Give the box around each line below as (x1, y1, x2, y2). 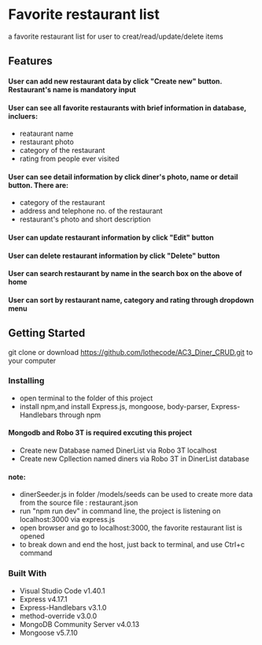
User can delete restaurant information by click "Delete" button (8, 251, 220, 260)
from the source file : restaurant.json (19, 498, 138, 508)
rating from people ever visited (19, 154, 120, 163)
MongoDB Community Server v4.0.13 (19, 619, 140, 628)
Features (8, 54, 53, 68)
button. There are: (8, 180, 69, 190)
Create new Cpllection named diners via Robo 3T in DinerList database (19, 454, 249, 464)
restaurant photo (19, 137, 75, 147)
